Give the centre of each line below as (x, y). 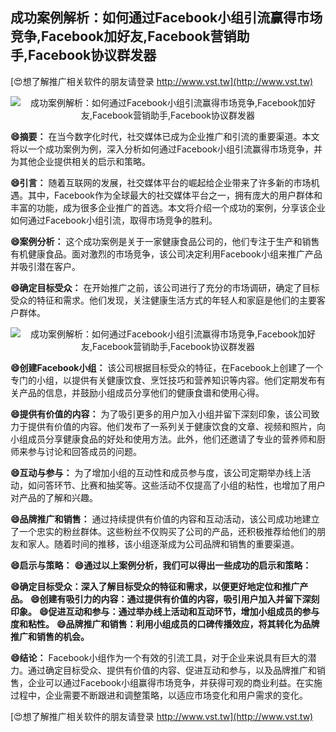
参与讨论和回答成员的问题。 (84, 451)
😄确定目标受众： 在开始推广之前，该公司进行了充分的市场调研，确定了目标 (165, 287)
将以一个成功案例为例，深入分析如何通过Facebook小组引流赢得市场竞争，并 (166, 149)
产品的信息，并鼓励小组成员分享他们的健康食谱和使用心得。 (141, 392)
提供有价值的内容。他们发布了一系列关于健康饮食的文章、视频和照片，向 (176, 426)
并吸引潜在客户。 (45, 266)
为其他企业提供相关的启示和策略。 (80, 161)
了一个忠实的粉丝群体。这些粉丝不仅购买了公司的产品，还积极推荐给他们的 (163, 531)
